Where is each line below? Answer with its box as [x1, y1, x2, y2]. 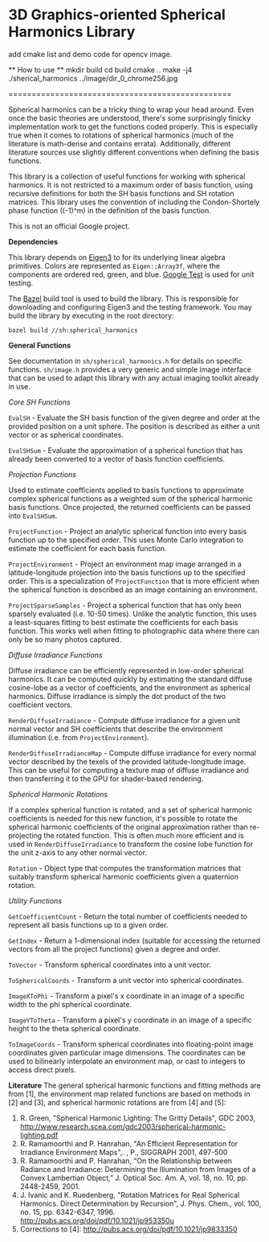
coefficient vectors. [8, 700, 73, 709]
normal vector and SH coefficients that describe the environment [8, 724, 223, 734]
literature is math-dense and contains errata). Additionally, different [8, 138, 231, 148]
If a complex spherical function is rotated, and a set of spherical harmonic [8, 804, 253, 814]
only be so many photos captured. [8, 634, 122, 644]
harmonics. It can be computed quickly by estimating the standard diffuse [8, 674, 253, 684]
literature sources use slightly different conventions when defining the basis [8, 147, 259, 157]
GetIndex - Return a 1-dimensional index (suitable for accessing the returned [8, 936, 261, 945]
